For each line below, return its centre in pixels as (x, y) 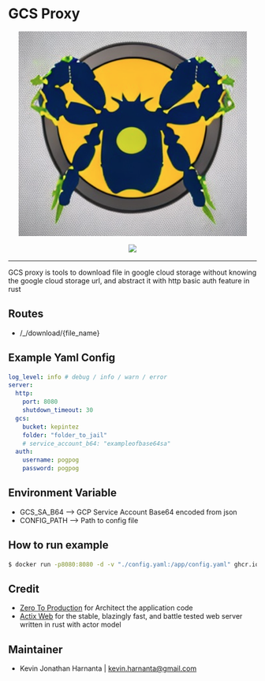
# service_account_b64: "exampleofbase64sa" (97, 443)
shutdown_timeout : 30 (58, 410)
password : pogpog (51, 469)
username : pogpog (51, 460)
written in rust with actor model (70, 625)
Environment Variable (62, 493)
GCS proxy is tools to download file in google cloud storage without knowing (132, 272)
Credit (24, 589)
